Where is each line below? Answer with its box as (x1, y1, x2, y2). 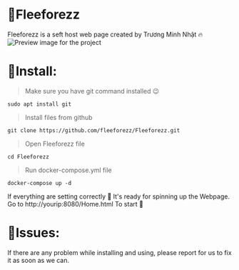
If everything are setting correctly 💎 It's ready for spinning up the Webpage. (7, 192, 230, 201)
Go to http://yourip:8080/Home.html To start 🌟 (7, 199, 144, 208)
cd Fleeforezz (7, 153, 50, 160)
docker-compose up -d (7, 179, 72, 186)
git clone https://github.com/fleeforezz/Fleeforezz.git (7, 126, 180, 134)
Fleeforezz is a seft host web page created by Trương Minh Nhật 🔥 (7, 30, 203, 39)
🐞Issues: (7, 225, 60, 241)
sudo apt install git (7, 100, 72, 108)
